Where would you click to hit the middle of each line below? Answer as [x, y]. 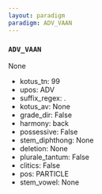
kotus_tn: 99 [40, 81]
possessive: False [49, 131]
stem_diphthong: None [57, 140]
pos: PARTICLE [44, 173]
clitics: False [40, 165]
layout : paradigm [37, 15]
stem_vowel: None [49, 182]
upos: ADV [37, 89]
